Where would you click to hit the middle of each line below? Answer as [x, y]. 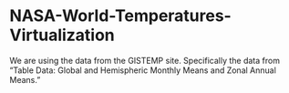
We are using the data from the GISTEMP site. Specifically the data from [145, 60]
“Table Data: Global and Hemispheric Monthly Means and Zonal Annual [143, 70]
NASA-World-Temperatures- [121, 16]
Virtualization [62, 35]
